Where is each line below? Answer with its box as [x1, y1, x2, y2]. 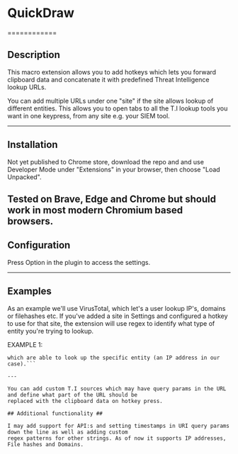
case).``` [7, 360, 37, 368]
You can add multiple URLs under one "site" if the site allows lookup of [7, 96, 214, 105]
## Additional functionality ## [7, 409, 103, 417]
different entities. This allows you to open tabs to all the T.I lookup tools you [7, 104, 228, 113]
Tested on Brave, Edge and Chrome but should [7, 193, 216, 205]
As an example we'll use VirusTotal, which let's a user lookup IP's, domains [7, 304, 226, 312]
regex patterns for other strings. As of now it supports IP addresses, [7, 434, 227, 442]
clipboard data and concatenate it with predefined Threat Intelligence [7, 75, 210, 84]
